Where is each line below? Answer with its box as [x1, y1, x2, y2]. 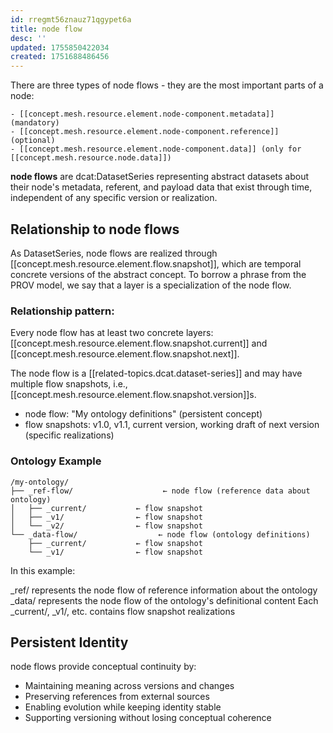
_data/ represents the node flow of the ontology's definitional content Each [10, 594, 319, 606]
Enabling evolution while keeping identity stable [24, 701, 222, 713]
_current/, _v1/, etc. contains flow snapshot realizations [10, 605, 236, 617]
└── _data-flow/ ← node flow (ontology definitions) [10, 529, 311, 540]
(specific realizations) [24, 429, 115, 441]
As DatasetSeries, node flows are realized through [10, 247, 218, 259]
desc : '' [10, 33, 47, 43]
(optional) [10, 136, 56, 146]
